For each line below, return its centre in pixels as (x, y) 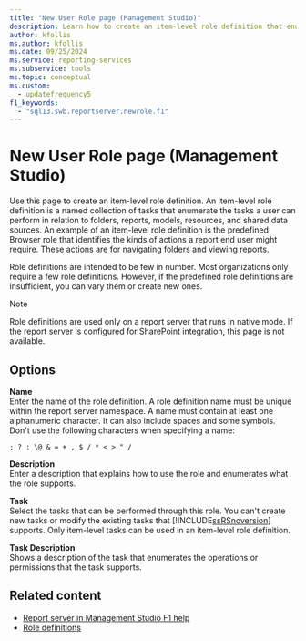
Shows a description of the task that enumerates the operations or (134, 558)
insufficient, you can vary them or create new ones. (106, 286)
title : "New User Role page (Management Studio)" (106, 18)
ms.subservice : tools (51, 69)
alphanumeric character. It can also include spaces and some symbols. (143, 421)
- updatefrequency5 (55, 94)
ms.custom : (30, 86)
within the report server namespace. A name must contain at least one (142, 411)
